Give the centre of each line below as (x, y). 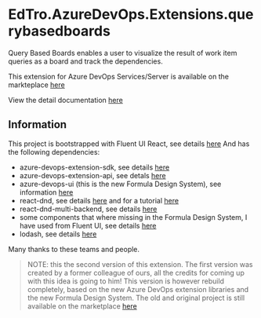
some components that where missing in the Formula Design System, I (133, 217)
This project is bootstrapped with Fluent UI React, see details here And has (129, 144)
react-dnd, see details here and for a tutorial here (99, 200)
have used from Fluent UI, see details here (88, 225)
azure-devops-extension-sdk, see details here (94, 167)
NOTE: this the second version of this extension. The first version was (140, 264)
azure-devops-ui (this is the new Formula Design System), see (120, 184)
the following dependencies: (54, 152)
